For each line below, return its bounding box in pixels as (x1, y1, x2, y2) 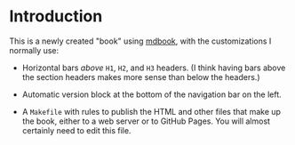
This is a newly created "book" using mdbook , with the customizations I (9, 36, 272, 46)
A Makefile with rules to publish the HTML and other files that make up (21, 106, 282, 117)
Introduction (9, 6, 103, 27)
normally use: (9, 44, 60, 55)
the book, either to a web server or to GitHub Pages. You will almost (21, 116, 271, 126)
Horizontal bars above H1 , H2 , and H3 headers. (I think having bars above (21, 62, 286, 73)
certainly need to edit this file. (21, 125, 132, 135)
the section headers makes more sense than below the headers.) (21, 71, 260, 82)
